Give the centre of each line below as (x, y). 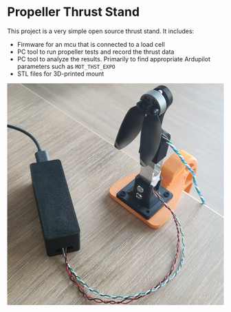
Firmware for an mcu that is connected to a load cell (91, 44)
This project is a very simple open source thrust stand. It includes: (101, 31)
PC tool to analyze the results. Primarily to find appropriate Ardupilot (114, 59)
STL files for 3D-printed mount (60, 74)
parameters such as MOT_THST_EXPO (66, 66)
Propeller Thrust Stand (73, 12)
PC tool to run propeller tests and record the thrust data (96, 52)
